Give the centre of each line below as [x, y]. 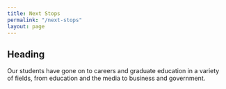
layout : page [26, 26]
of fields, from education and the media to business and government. [106, 78]
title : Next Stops [34, 13]
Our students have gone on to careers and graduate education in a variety [113, 71]
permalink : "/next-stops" [45, 20]
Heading [26, 54]
